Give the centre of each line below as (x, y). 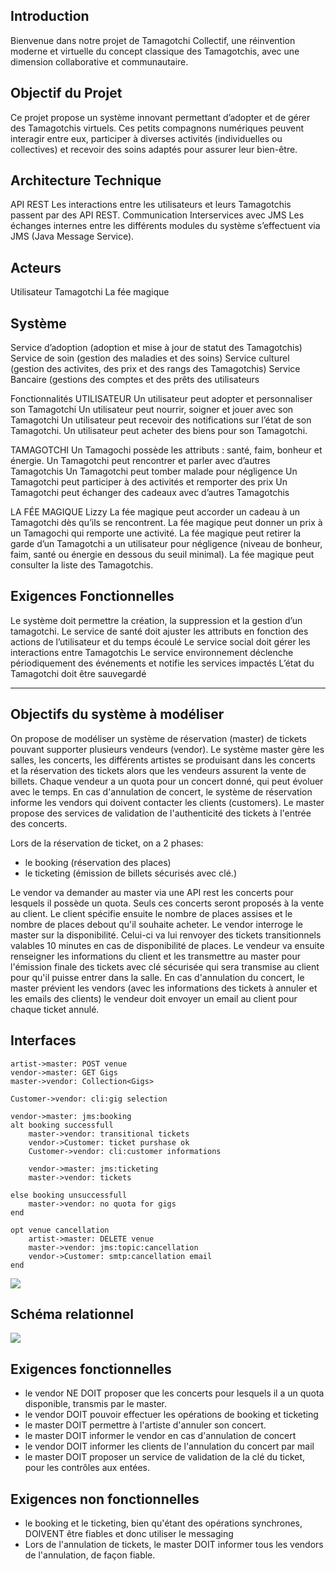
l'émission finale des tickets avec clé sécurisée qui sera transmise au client (165, 966)
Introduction (50, 16)
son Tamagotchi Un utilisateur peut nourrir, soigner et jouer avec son (152, 410)
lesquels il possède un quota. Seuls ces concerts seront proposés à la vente (167, 903)
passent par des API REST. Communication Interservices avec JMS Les (157, 215)
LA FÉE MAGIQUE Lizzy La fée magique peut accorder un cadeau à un (155, 512)
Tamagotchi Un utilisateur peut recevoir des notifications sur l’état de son (161, 420)
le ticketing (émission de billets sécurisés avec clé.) (130, 873)
